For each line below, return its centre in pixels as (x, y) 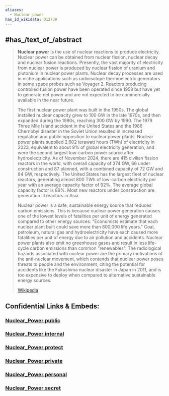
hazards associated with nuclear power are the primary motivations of (90, 254)
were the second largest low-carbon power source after (75, 153)
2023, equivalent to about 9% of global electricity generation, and (86, 147)
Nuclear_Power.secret (33, 388)
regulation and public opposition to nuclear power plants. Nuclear (85, 137)
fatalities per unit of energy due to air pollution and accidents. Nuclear (90, 238)
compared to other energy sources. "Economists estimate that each (88, 221)
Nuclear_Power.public (33, 320)
